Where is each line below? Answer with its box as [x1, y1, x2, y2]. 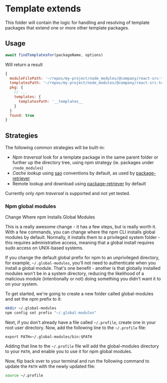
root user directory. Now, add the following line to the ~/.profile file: [5, 325, 147, 331]
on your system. [5, 281, 38, 287]
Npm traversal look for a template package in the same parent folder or [12, 154, 159, 160]
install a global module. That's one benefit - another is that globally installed [5, 265, 161, 271]
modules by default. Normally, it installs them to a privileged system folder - [5, 234, 161, 240]
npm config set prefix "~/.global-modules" [5, 310, 97, 316]
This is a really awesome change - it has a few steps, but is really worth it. [5, 224, 157, 230]
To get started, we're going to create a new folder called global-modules [5, 291, 154, 297]
